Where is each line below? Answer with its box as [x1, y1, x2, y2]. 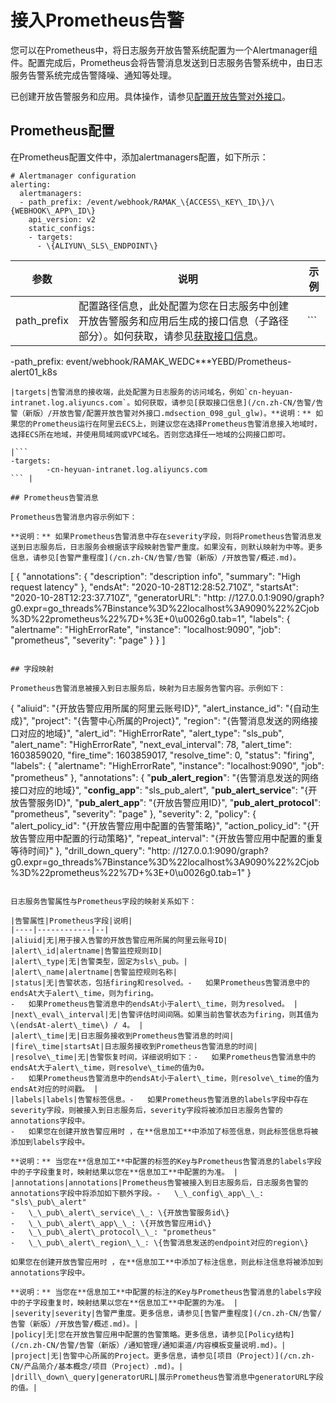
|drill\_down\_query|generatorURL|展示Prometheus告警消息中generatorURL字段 [10, 1372, 324, 1382]
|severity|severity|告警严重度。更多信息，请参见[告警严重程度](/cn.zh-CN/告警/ [10, 1308, 322, 1318]
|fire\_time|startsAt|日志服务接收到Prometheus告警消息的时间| [10, 1041, 258, 1051]
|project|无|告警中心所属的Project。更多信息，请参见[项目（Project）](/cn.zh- [10, 1351, 316, 1361]
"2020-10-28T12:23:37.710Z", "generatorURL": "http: [10, 591, 227, 603]
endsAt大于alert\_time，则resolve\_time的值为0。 [10, 1062, 210, 1073]
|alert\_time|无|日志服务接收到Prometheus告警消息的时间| [10, 1031, 235, 1041]
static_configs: [28, 223, 97, 233]
